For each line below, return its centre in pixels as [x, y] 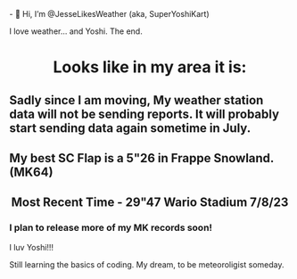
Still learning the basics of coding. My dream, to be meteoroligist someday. [147, 264]
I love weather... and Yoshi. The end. [76, 31]
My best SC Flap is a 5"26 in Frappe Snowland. [142, 158]
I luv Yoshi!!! [32, 247]
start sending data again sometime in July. [130, 128]
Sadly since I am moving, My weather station [136, 100]
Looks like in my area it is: [150, 67]
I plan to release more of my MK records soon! [111, 228]
